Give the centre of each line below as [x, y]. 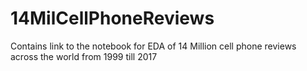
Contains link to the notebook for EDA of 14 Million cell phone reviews [153, 46]
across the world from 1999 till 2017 [84, 56]
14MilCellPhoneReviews [112, 18]
